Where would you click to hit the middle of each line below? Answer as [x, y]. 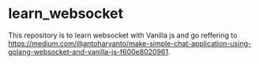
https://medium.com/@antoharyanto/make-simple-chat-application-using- [129, 43]
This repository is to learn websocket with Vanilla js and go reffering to [123, 35]
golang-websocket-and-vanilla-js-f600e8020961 [88, 52]
